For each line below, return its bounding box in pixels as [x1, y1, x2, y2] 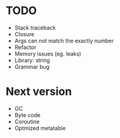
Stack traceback [14, 24, 56, 31]
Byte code [14, 111, 41, 118]
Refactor [14, 44, 37, 51]
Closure [14, 30, 35, 37]
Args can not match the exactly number [14, 37, 114, 44]
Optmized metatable [14, 124, 66, 132]
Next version [5, 85, 72, 99]
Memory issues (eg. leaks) [14, 50, 82, 57]
